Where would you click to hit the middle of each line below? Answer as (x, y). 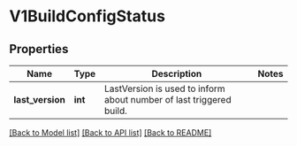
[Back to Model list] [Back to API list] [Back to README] (110, 133)
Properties (39, 49)
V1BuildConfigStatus (88, 16)
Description (177, 74)
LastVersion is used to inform (165, 88)
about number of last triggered (168, 100)
